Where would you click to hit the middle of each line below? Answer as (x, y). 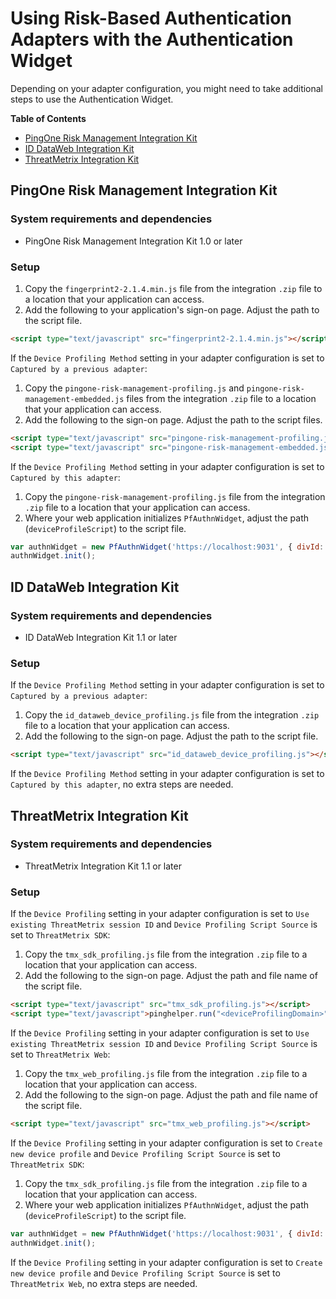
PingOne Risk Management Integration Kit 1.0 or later (133, 241)
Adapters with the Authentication (152, 39)
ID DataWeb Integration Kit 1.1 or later (101, 637)
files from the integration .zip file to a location (221, 398)
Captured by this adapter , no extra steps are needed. (122, 784)
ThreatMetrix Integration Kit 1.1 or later (103, 866)
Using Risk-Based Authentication (151, 18)
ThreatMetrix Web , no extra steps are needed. (104, 1283)
